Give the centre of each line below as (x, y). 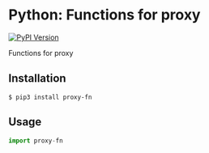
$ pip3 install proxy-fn (50, 97)
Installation (37, 79)
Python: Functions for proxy (104, 15)
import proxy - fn (36, 140)
